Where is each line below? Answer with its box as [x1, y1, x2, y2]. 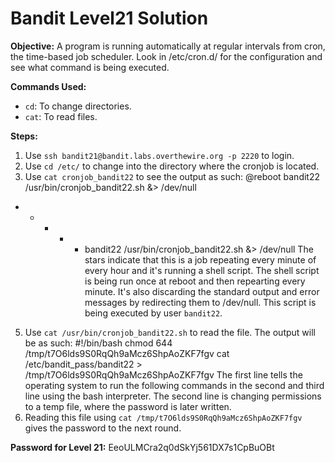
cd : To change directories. [24, 100, 132, 112]
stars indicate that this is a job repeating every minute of [84, 253, 317, 266]
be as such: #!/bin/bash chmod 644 [24, 337, 173, 349]
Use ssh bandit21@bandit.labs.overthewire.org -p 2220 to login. [24, 149, 295, 161]
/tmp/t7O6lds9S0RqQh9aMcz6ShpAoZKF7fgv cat [24, 347, 230, 359]
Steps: [10, 130, 38, 142]
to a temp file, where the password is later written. [24, 400, 232, 412]
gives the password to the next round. [24, 422, 182, 434]
